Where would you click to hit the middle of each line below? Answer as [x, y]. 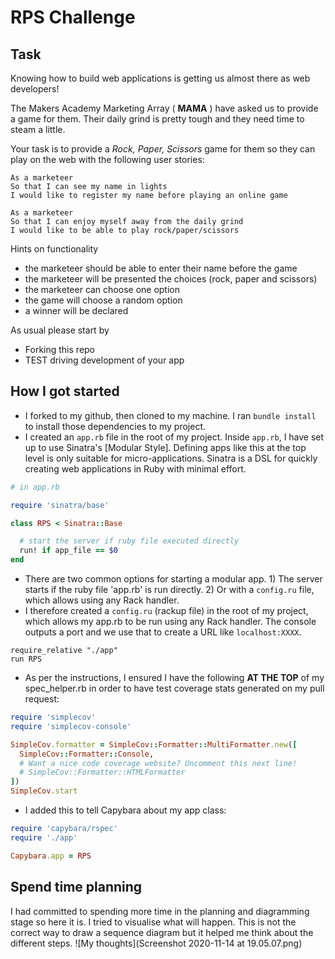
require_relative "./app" [64, 651]
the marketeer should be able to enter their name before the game [161, 268]
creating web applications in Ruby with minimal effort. [135, 468]
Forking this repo [60, 349]
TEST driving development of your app [104, 360]
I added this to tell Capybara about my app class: [125, 810]
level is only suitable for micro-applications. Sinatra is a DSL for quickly [171, 458]
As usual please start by [60, 330]
